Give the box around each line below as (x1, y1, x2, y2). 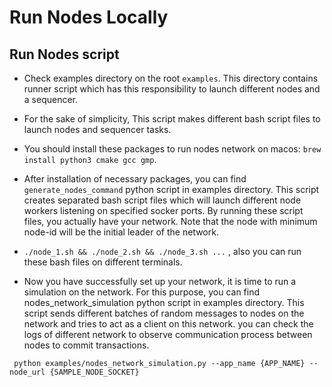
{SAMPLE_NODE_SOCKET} (49, 367, 140, 377)
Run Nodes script (9, 46, 120, 63)
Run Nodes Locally (9, 6, 169, 29)
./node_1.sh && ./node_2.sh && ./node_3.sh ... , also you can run (23, 246, 302, 257)
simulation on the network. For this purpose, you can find (23, 286, 261, 298)
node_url (9, 367, 46, 377)
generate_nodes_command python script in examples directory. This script (23, 184, 320, 195)
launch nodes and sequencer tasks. (23, 124, 172, 135)
